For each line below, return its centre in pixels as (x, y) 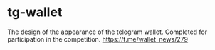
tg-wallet (35, 12)
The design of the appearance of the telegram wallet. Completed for (107, 32)
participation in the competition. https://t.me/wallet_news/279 (98, 39)
